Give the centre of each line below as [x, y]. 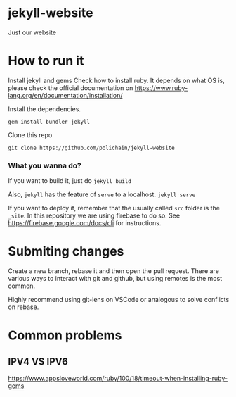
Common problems [65, 335]
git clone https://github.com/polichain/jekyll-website [91, 148]
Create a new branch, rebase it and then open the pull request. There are [114, 271]
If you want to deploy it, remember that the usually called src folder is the [114, 208]
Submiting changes [66, 252]
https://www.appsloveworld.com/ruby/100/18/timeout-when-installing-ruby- [118, 379]
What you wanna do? [45, 165]
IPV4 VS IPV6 [38, 361]
